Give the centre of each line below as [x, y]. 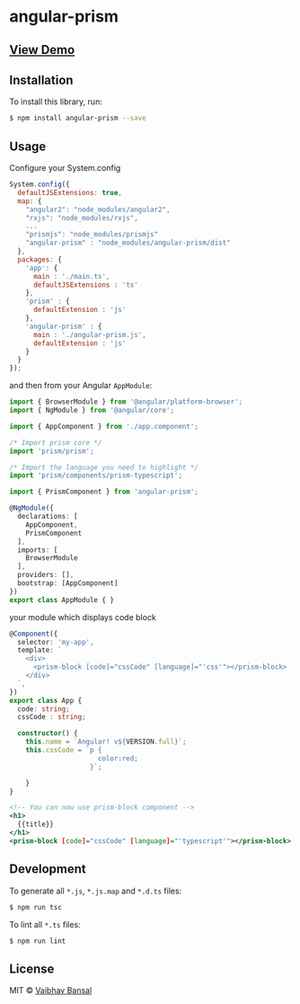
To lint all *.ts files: [45, 924]
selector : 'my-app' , [56, 642]
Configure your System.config [65, 168]
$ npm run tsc [36, 907]
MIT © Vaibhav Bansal [51, 991]
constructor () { [48, 733]
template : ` [40, 650]
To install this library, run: [56, 102]
